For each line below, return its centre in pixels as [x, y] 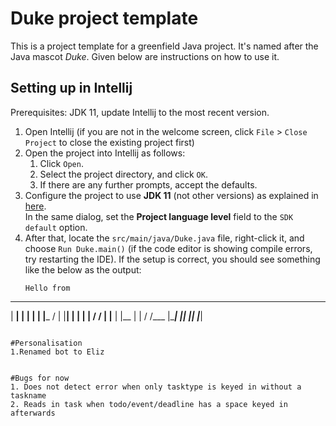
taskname [28, 395]
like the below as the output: [83, 269]
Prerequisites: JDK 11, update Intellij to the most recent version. [140, 112]
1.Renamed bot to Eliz [57, 352]
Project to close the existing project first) [109, 142]
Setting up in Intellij [71, 88]
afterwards [33, 413]
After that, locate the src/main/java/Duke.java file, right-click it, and [164, 238]
